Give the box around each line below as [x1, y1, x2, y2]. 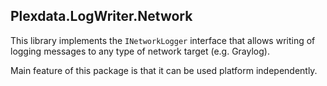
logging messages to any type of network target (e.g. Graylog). [10, 45, 270, 57]
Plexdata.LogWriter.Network [10, 8, 193, 25]
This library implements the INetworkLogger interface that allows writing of [10, 34, 316, 46]
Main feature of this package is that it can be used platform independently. [10, 64, 318, 76]
